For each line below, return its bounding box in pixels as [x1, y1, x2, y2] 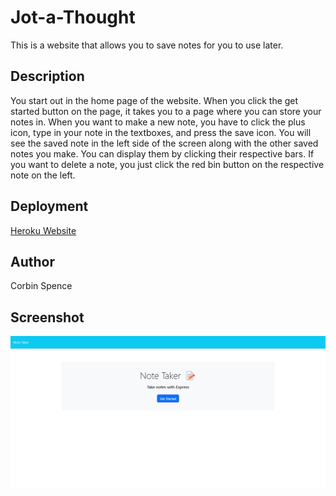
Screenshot [10, 309, 85, 326]
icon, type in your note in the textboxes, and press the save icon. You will [10, 126, 312, 138]
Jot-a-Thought [10, 6, 136, 29]
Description [10, 68, 85, 85]
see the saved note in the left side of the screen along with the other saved [10, 137, 319, 149]
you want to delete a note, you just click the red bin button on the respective [10, 158, 325, 170]
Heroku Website [10, 224, 77, 236]
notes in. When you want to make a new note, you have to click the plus [10, 116, 306, 128]
